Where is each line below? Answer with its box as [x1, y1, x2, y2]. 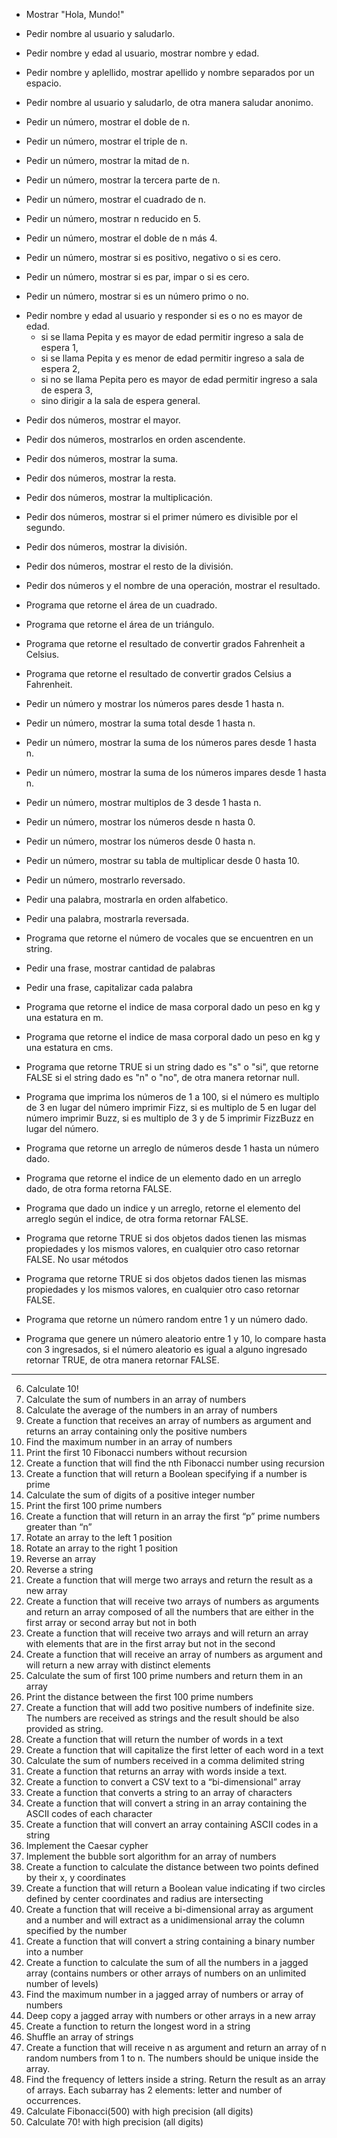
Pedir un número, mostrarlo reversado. [25, 874, 186, 886]
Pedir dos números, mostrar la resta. [25, 472, 177, 484]
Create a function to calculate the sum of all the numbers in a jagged [25, 1957, 309, 1968]
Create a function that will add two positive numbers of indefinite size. [25, 1702, 315, 1713]
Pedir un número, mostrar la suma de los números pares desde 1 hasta [25, 737, 317, 748]
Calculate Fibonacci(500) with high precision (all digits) [25, 2105, 254, 2117]
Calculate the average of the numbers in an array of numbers [25, 1404, 278, 1416]
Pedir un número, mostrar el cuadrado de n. [25, 194, 207, 205]
